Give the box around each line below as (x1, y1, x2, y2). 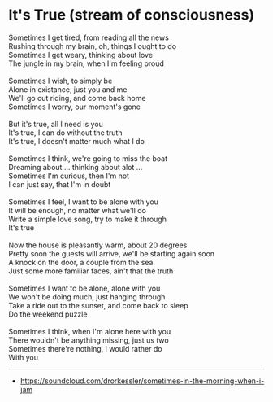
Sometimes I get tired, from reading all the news (8, 33, 169, 42)
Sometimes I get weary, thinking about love (8, 50, 153, 59)
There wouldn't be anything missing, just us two (8, 335, 169, 345)
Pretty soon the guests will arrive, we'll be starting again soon (8, 248, 215, 258)
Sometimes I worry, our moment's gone (8, 102, 141, 111)
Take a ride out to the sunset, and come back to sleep (8, 300, 188, 310)
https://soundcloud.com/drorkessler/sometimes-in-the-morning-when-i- (19, 376, 265, 386)
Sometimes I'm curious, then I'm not (8, 171, 130, 181)
